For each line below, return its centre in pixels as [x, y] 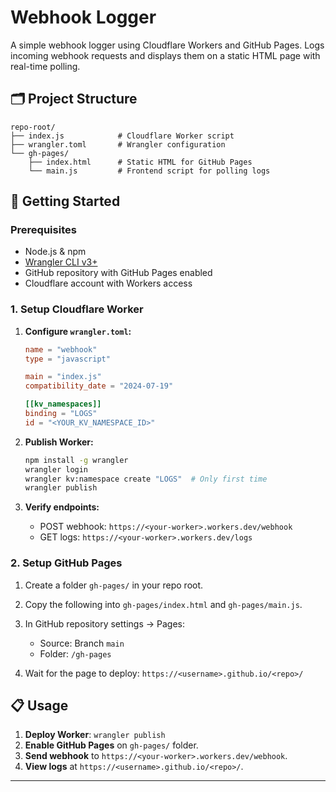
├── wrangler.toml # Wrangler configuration [118, 144]
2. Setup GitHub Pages [66, 563]
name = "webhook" [61, 349]
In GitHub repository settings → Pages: [105, 623]
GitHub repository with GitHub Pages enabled [118, 273]
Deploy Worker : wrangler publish [95, 735]
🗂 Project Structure [74, 99]
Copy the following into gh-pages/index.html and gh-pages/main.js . [163, 604]
